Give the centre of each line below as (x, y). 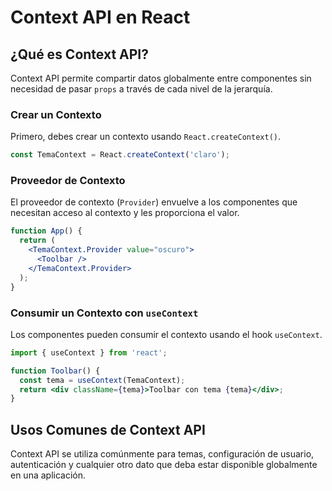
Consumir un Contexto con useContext (104, 313)
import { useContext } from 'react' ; (89, 352)
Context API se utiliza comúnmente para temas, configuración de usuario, (162, 454)
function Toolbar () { (55, 371)
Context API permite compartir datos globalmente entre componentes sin (161, 78)
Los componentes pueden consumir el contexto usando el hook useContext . (166, 334)
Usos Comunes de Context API (108, 429)
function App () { (46, 231)
